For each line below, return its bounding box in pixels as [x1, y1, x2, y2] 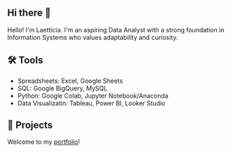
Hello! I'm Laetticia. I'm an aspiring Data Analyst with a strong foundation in [7, 25, 225, 34]
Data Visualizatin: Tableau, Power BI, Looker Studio [17, 99, 166, 107]
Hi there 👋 [7, 7, 51, 19]
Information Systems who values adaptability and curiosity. [7, 33, 178, 41]
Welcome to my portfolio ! [7, 138, 81, 146]
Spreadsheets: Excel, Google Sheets [17, 76, 123, 85]
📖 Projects [7, 119, 53, 131]
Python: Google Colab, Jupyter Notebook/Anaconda [17, 91, 169, 100]
